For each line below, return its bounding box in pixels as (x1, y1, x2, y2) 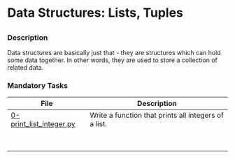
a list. (90, 119, 107, 129)
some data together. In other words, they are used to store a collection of (7, 56, 218, 64)
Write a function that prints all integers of (90, 110, 224, 120)
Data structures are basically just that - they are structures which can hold (7, 48, 222, 56)
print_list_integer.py (10, 119, 76, 129)
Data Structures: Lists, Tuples (7, 5, 184, 21)
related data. (7, 63, 44, 71)
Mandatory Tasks (7, 80, 69, 90)
